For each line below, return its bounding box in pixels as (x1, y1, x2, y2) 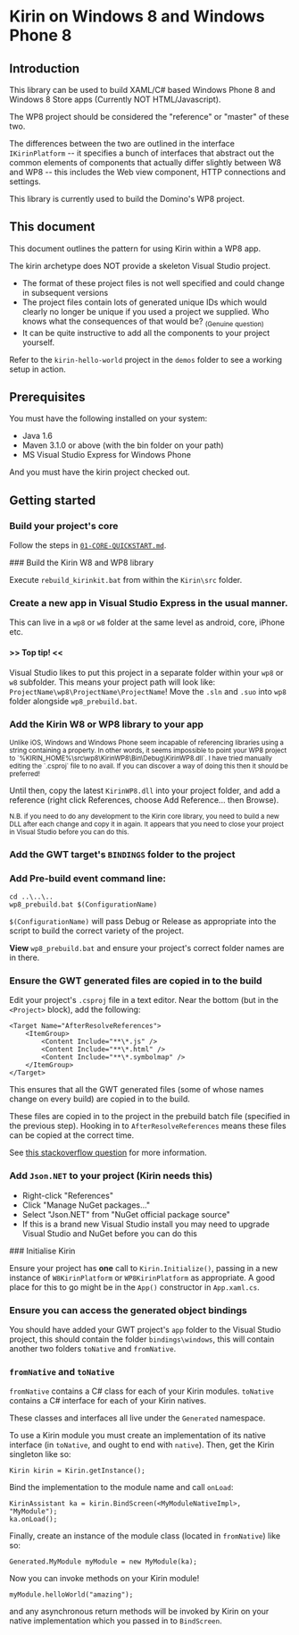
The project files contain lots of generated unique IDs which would (21, 297, 268, 308)
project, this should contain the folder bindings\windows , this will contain (9, 1334, 275, 1344)
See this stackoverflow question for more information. (9, 1147, 207, 1159)
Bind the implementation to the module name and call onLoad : (9, 1482, 234, 1493)
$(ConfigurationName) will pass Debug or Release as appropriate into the (9, 916, 277, 927)
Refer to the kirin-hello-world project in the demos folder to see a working (9, 354, 283, 365)
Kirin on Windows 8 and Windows (9, 6, 265, 27)
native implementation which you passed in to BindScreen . (9, 1615, 222, 1626)
